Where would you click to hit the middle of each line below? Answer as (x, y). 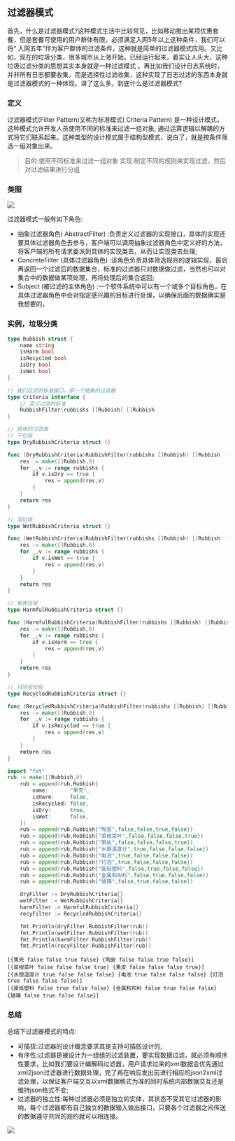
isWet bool (36, 372)
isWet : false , (61, 817)
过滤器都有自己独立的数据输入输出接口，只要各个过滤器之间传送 (134, 1107)
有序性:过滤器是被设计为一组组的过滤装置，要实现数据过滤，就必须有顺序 (122, 1055)
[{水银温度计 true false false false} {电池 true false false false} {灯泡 (115, 975)
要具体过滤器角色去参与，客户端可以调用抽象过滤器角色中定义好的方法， (121, 243)
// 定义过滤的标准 (43, 404)
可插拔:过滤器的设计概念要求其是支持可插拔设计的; (90, 1046)
